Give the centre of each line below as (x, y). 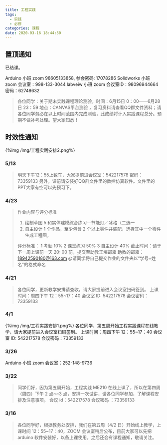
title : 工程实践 (20, 10)
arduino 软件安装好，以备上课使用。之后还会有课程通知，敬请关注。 (87, 437)
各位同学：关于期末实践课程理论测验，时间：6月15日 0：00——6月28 (89, 101)
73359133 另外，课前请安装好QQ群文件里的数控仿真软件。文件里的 (86, 181)
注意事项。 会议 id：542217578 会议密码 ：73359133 (81, 400)
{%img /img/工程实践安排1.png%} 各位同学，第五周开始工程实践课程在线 (80, 326)
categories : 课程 (22, 28)
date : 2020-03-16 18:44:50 (33, 33)
